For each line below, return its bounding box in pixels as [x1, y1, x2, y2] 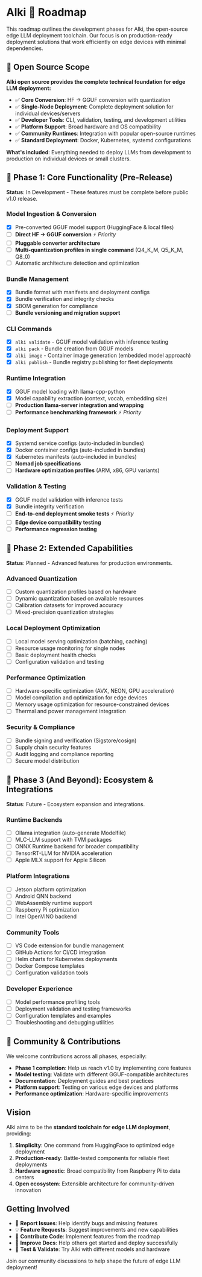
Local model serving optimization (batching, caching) [14, 637, 148, 645]
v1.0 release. [6, 195, 38, 202]
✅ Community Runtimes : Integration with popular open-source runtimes [14, 130, 196, 137]
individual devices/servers [14, 110, 81, 117]
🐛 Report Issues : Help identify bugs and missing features [14, 1220, 158, 1227]
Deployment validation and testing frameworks [14, 1005, 131, 1012]
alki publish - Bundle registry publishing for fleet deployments [14, 359, 173, 366]
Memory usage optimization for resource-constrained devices [14, 701, 170, 708]
